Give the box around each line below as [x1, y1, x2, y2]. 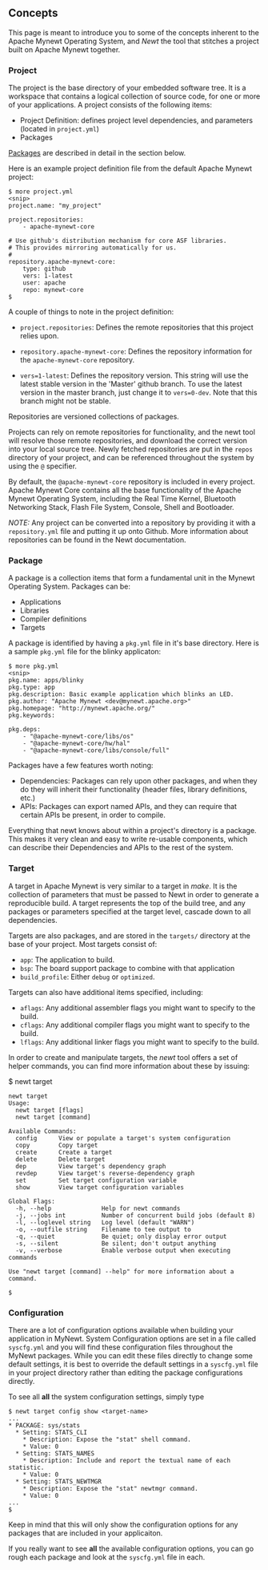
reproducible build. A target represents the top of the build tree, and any [8, 898, 246, 908]
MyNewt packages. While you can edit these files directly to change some [8, 1351, 254, 1360]
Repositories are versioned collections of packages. [8, 412, 180, 422]
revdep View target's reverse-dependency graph [15, 1169, 195, 1177]
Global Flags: [8, 1197, 56, 1205]
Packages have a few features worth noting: [8, 761, 154, 771]
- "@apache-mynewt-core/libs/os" [22, 733, 134, 741]
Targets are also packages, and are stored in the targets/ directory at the [8, 930, 250, 941]
